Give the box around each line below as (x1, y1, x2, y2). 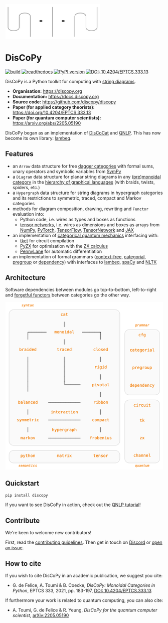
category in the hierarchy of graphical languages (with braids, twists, (12, 179, 155, 185)
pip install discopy (5, 493, 49, 498)
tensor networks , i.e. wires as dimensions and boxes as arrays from (20, 222, 160, 228)
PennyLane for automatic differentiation (20, 248, 102, 254)
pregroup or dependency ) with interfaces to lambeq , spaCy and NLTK (12, 259, 157, 265)
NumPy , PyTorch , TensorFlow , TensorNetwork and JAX (20, 227, 134, 233)
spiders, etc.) (12, 184, 40, 190)
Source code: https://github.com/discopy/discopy (12, 99, 116, 105)
